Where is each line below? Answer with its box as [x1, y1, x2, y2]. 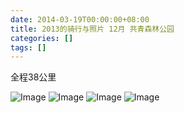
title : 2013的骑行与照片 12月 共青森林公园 [10, 24, 175, 34]
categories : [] [10, 33, 74, 43]
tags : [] [10, 42, 47, 53]
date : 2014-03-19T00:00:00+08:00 [10, 14, 150, 25]
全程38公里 [10, 71, 57, 83]
